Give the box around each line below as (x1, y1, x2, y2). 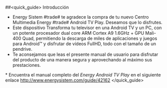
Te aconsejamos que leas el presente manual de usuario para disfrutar (12, 51, 158, 57)
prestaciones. (12, 62, 41, 68)
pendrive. (12, 46, 33, 52)
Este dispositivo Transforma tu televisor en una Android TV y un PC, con (12, 25, 162, 31)
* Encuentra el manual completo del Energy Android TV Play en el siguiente (5, 72, 161, 77)
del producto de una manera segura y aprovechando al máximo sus (12, 57, 152, 62)
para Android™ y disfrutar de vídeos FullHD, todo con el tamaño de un (12, 41, 156, 47)
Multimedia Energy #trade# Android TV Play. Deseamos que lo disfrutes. (12, 20, 163, 25)
